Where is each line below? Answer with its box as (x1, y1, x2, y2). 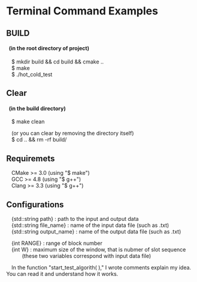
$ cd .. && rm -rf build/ (11, 136, 67, 143)
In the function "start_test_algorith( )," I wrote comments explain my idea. (11, 264, 192, 271)
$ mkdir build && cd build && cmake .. (11, 58, 104, 65)
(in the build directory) (8, 105, 66, 112)
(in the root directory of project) (8, 45, 90, 52)
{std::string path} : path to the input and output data (11, 216, 139, 222)
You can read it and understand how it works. (6, 271, 119, 277)
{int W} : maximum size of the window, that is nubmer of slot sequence (11, 246, 186, 253)
